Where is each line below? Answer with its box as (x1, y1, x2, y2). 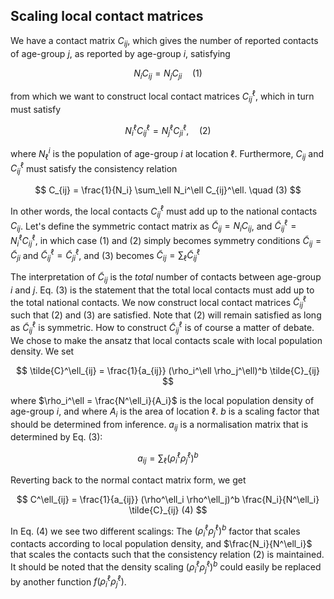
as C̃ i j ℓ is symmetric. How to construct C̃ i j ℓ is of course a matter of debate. (10, 320, 315, 336)
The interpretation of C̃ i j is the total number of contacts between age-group (10, 271, 322, 285)
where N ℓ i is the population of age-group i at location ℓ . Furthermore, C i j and (10, 146, 325, 162)
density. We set (10, 345, 75, 357)
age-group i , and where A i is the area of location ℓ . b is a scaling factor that (10, 405, 320, 419)
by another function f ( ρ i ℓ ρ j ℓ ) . (10, 574, 127, 590)
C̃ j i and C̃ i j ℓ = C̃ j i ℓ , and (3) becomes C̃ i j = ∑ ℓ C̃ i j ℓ (10, 247, 201, 264)
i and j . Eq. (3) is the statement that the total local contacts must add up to (10, 284, 315, 296)
